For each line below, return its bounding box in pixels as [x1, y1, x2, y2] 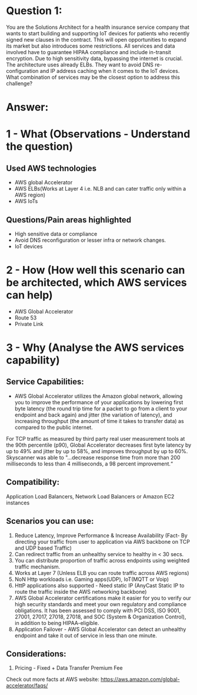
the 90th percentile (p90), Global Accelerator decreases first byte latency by [6, 441, 192, 448]
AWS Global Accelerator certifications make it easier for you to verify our [14, 594, 191, 601]
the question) [6, 140, 74, 154]
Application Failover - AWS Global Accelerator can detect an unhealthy [14, 626, 186, 633]
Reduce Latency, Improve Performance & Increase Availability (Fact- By [14, 531, 188, 539]
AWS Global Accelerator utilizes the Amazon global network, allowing [14, 393, 183, 400]
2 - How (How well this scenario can [6, 264, 185, 277]
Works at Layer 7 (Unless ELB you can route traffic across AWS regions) [14, 569, 189, 576]
